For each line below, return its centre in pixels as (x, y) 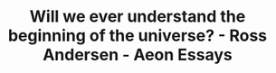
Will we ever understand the (138, 17)
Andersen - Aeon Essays (138, 55)
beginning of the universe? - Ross (138, 36)
